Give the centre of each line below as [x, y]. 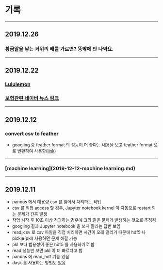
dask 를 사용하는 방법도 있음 [39, 263]
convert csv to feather [32, 134]
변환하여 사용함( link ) [37, 151]
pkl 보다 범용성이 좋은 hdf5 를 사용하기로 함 [53, 245]
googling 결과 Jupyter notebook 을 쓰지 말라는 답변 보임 [66, 226]
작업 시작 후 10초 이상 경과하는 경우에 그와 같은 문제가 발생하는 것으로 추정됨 [84, 220]
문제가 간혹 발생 [32, 214]
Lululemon [18, 84]
